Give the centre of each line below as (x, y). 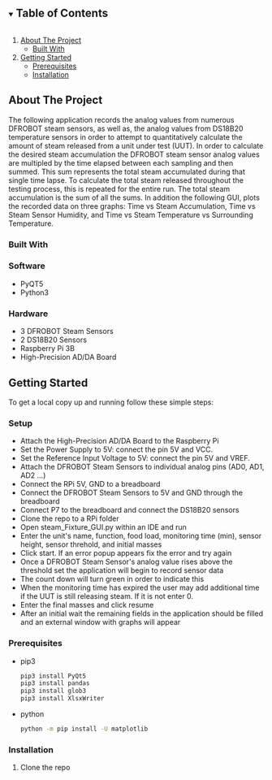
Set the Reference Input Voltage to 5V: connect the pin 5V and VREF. (135, 458)
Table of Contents (62, 13)
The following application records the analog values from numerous (122, 119)
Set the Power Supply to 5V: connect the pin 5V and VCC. (117, 449)
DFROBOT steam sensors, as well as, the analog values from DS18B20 (126, 128)
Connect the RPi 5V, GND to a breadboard (90, 484)
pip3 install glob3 (53, 691)
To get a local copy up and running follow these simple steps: (111, 402)
